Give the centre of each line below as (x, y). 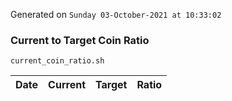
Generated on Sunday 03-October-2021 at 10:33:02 (116, 14)
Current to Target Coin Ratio (80, 40)
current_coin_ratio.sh (57, 61)
